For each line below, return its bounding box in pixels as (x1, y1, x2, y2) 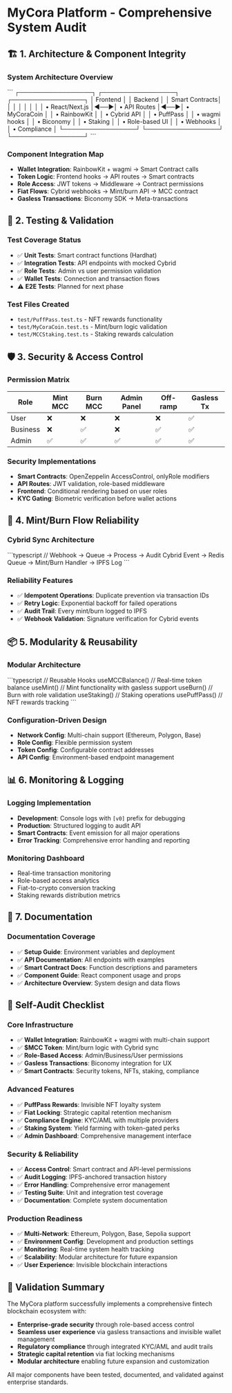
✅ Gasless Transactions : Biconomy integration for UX (17, 1059, 172, 1068)
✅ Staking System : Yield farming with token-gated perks (17, 1124, 180, 1132)
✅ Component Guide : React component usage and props (17, 971, 182, 979)
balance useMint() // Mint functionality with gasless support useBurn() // (7, 683, 213, 692)
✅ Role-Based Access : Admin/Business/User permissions (17, 1051, 184, 1060)
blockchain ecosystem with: (7, 1307, 87, 1315)
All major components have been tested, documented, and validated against (7, 1371, 224, 1379)
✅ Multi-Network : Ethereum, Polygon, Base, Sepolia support (17, 1230, 191, 1238)
